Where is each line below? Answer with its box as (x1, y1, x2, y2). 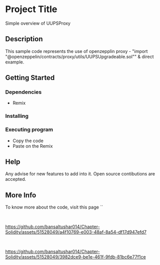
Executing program (5, 126, 54, 133)
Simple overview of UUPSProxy (5, 20, 71, 26)
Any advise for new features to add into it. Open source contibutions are (5, 171, 155, 177)
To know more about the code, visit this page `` (5, 204, 103, 210)
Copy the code (12, 138, 44, 144)
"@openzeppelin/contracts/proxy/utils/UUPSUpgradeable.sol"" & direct (5, 53, 154, 59)
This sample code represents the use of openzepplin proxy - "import (5, 48, 148, 54)
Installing (5, 112, 29, 119)
